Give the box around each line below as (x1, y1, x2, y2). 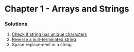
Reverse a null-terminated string (11, 37, 76, 42)
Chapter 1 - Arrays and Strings (4, 3, 130, 14)
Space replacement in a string (11, 42, 72, 48)
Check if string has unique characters (11, 31, 87, 37)
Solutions (4, 21, 28, 27)
